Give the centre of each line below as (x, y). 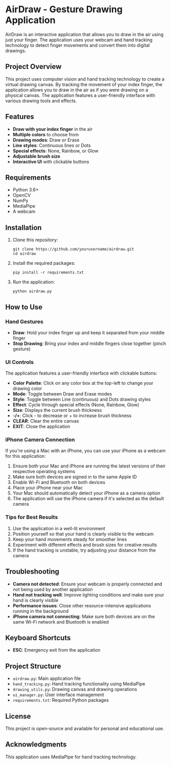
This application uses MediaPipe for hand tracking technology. (71, 757)
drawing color (27, 388)
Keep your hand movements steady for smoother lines (70, 539)
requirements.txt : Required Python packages (60, 700)
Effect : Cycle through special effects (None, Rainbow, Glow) (76, 405)
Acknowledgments (36, 744)
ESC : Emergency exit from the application (56, 650)
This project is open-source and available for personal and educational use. (85, 729)
